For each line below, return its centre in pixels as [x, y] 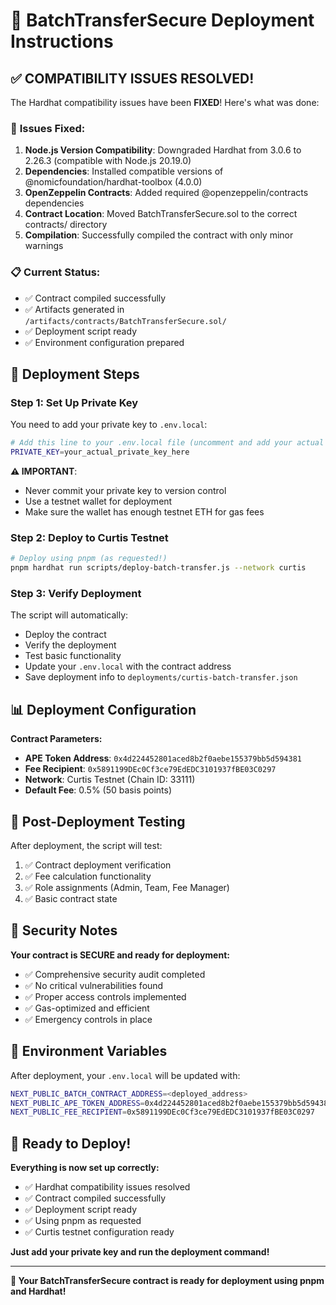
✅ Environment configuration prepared [104, 342]
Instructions [62, 41]
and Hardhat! [38, 1291]
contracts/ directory [66, 225]
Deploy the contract [65, 635]
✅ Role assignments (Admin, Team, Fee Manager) [127, 887]
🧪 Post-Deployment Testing [98, 821]
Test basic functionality [73, 656]
